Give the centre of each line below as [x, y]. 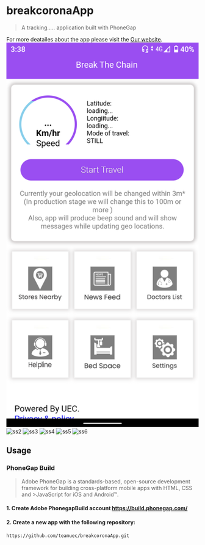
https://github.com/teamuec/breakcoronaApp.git [68, 536]
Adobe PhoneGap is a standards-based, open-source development [106, 481]
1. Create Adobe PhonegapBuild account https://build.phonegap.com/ [97, 508]
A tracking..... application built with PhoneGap [79, 27]
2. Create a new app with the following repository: [71, 522]
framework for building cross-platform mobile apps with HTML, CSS [107, 488]
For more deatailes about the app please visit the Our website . [85, 39]
